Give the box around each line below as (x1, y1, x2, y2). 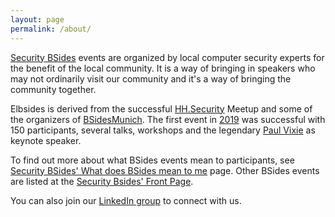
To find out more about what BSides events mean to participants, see (10, 154, 295, 166)
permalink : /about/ (10, 24, 92, 34)
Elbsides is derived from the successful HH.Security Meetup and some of (10, 102, 313, 115)
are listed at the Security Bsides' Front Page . (10, 175, 194, 187)
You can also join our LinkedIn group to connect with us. (10, 194, 242, 206)
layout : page (10, 14, 65, 25)
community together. (10, 83, 97, 95)
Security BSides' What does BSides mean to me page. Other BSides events (10, 164, 320, 176)
